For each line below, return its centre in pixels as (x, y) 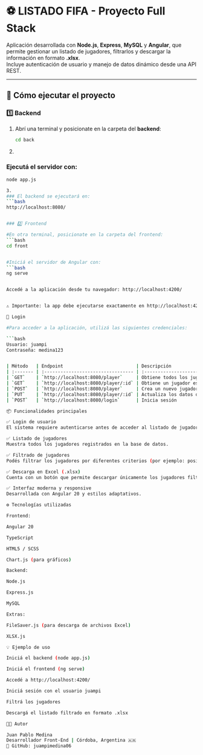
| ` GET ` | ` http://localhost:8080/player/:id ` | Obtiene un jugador (98, 383)
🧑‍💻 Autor (17, 724)
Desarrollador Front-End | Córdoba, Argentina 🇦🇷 (71, 740)
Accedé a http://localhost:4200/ (48, 680)
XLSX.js (16, 636)
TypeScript (20, 538)
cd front (17, 246)
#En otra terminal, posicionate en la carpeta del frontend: (85, 235)
